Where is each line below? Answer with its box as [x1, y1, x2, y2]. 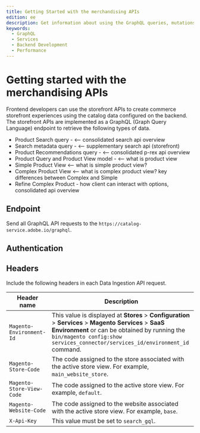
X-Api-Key [9, 418, 37, 424]
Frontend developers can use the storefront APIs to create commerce [6, 105, 177, 113]
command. [51, 345, 82, 353]
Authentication [6, 243, 64, 253]
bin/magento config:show [51, 333, 122, 340]
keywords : [6, 25, 31, 32]
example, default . [51, 388, 102, 397]
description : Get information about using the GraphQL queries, [6, 20, 169, 26]
